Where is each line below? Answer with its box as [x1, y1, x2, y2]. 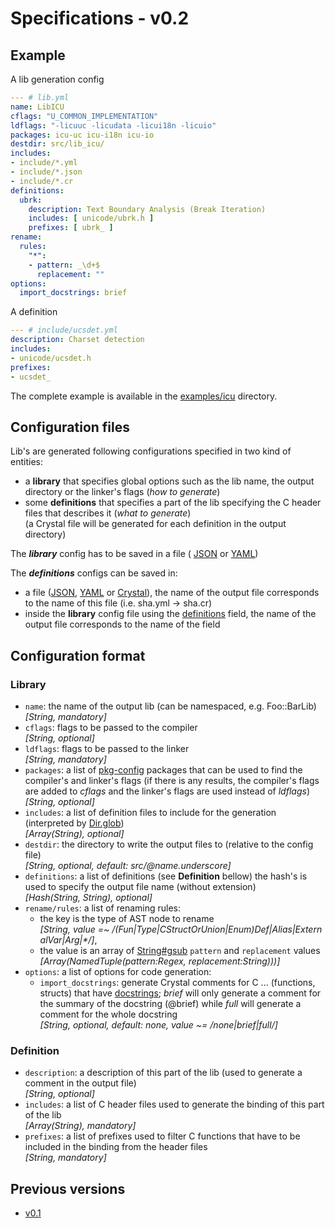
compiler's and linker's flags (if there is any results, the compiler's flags [24, 775, 320, 786]
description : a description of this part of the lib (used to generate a [24, 1067, 303, 1079]
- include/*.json [10, 167, 83, 177]
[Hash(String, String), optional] [24, 892, 153, 903]
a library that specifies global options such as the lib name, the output [24, 475, 315, 487]
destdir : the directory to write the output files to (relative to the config [24, 838, 314, 850]
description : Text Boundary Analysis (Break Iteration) [28, 204, 267, 214]
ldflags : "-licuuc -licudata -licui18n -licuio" [10, 120, 217, 131]
